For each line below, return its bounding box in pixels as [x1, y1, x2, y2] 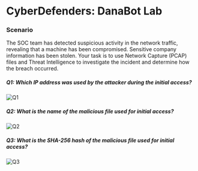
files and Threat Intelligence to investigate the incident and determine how [6, 58, 190, 66]
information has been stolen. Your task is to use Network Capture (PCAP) [6, 52, 187, 60]
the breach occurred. [6, 65, 59, 72]
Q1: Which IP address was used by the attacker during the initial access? [6, 79, 192, 86]
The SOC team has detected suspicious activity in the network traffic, [6, 39, 178, 46]
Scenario [6, 26, 33, 34]
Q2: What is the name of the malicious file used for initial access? [6, 108, 174, 115]
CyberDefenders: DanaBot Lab [6, 4, 163, 18]
